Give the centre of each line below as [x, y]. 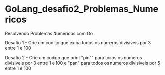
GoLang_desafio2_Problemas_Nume [82, 9]
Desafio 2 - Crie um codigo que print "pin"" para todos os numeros [74, 57]
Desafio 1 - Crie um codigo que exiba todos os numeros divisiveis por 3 [78, 42]
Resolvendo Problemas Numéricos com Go [49, 33]
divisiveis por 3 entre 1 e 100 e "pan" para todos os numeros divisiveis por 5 [82, 63]
